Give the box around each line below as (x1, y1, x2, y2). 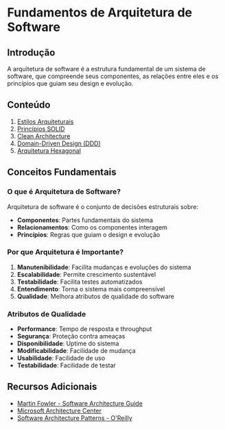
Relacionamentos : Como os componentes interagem (16, 223, 168, 231)
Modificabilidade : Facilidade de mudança (16, 347, 136, 355)
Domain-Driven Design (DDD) (16, 139, 101, 147)
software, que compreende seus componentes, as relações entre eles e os (7, 72, 219, 80)
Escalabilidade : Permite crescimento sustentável (16, 270, 156, 278)
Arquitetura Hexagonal (16, 146, 81, 155)
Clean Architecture (16, 132, 71, 140)
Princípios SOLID (16, 125, 65, 133)
